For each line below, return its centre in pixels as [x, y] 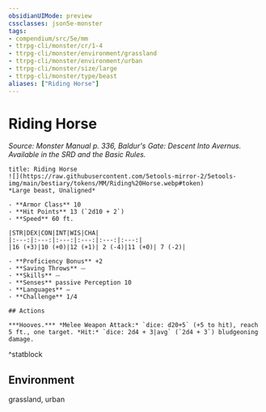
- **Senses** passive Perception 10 [70, 283]
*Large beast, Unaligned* [52, 191]
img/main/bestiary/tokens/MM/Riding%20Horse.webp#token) [106, 184]
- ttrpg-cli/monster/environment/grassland [83, 53]
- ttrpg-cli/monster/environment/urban [76, 62]
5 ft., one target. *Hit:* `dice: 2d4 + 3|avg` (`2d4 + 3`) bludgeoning [133, 333]
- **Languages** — [39, 290]
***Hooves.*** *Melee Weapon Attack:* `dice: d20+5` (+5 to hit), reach [133, 325]
